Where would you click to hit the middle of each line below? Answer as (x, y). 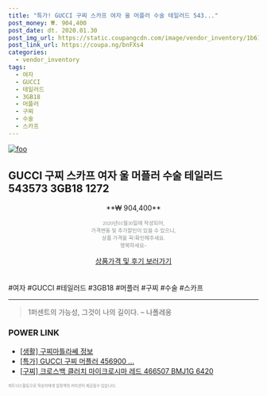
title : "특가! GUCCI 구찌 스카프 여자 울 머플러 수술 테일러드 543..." (113, 15)
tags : (17, 67)
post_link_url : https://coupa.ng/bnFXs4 (76, 45)
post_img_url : (32, 38)
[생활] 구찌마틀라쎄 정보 (56, 351)
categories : (28, 52)
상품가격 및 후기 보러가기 (133, 261)
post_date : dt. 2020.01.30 (53, 30)
